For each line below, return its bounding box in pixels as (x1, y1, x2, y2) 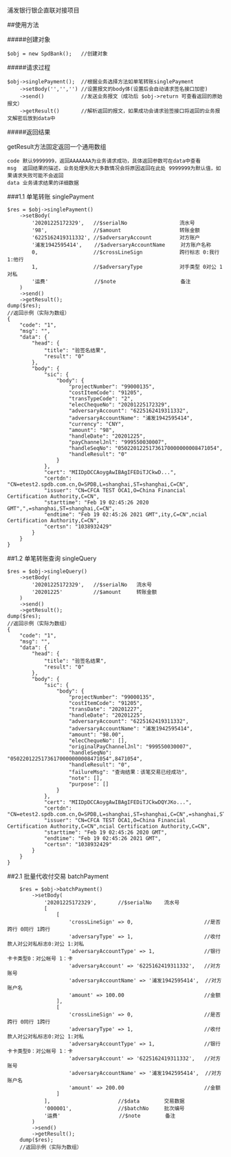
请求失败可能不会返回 (12, 172, 64, 179)
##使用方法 (7, 21, 39, 29)
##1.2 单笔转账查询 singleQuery (7, 554, 97, 562)
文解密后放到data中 (7, 115, 56, 122)
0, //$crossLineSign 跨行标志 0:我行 (32, 249, 220, 256)
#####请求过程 (7, 63, 51, 71)
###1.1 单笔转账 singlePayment (7, 192, 94, 201)
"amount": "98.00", (68, 731, 125, 738)
